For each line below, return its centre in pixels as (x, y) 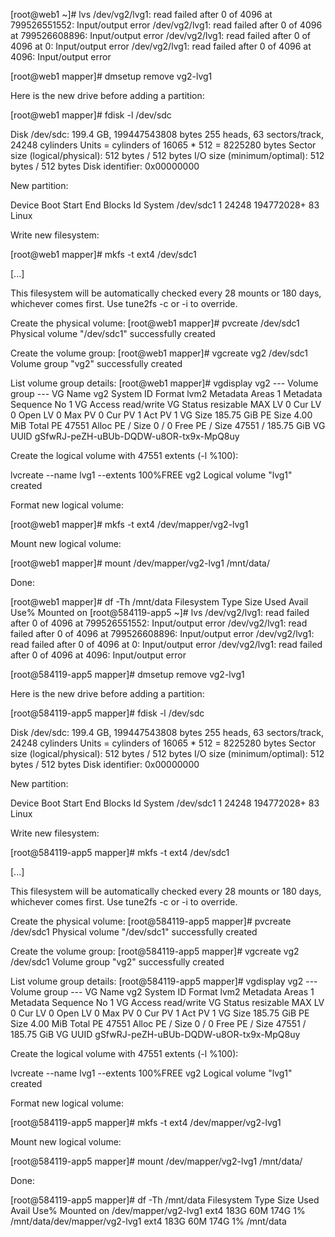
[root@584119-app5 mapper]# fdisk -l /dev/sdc (107, 713)
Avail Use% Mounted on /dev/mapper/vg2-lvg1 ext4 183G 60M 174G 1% (158, 1210)
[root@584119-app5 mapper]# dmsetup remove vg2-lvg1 (127, 674)
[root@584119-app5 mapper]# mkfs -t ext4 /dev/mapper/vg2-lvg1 (146, 1122)
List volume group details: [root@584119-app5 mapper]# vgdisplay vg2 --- (164, 981)
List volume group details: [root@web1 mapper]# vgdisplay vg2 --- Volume (164, 383)
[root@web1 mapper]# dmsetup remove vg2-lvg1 (111, 76)
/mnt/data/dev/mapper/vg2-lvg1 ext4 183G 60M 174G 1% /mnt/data (148, 1221)
